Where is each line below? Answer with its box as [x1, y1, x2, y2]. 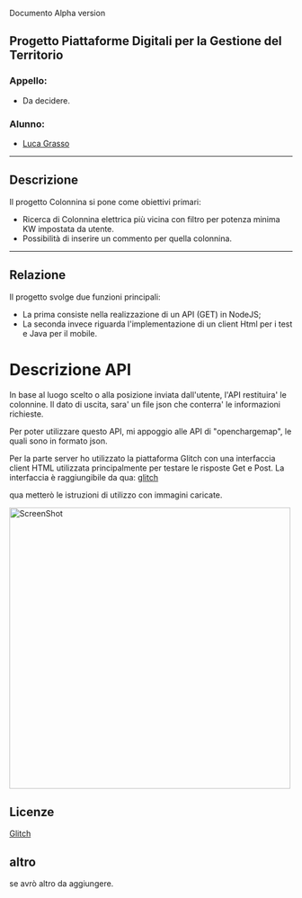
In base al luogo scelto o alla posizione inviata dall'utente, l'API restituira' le [9, 389, 288, 400]
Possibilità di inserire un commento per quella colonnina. [22, 233, 232, 244]
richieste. [9, 409, 44, 419]
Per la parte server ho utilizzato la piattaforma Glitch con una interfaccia [9, 453, 276, 463]
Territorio [9, 48, 64, 63]
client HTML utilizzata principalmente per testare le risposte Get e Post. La [9, 462, 285, 473]
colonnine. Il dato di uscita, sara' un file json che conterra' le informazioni [9, 399, 281, 409]
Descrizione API [9, 359, 132, 380]
